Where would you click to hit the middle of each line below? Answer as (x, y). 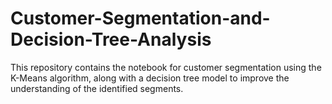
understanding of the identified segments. (97, 88)
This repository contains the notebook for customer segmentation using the (166, 67)
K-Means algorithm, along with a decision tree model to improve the (150, 78)
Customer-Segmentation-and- (140, 18)
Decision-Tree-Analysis (111, 39)
